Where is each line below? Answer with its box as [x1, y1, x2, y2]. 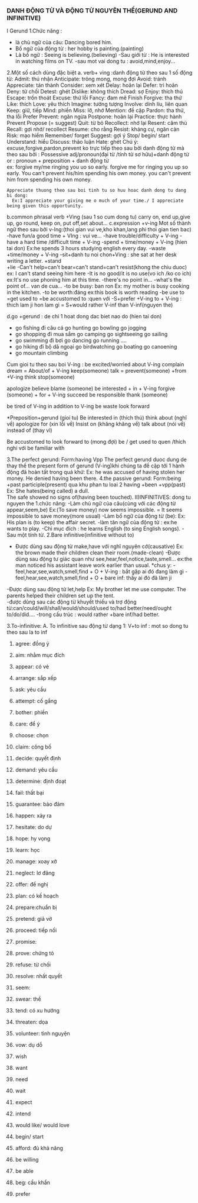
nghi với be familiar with [6, 444, 65, 451]
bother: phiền [15, 709, 48, 716]
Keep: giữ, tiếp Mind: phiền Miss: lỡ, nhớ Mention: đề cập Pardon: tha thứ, [6, 107, 185, 114]
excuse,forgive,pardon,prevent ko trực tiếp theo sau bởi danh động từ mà [6, 144, 184, 151]
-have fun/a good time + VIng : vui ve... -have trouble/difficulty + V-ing [6, 232, 179, 240]
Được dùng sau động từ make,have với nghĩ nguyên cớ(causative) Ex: [15, 543, 184, 550]
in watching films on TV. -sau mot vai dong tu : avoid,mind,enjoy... [15, 57, 176, 65]
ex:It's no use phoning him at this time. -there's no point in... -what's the [6, 276, 182, 283]
